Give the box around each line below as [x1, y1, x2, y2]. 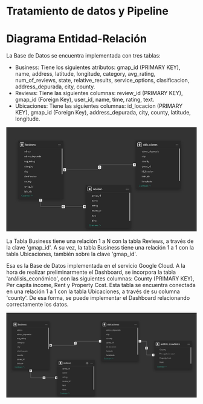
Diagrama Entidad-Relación [6, 32, 147, 46]
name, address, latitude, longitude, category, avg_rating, [14, 70, 156, 78]
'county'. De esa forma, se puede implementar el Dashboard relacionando [6, 294, 190, 302]
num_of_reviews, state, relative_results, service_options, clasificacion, [14, 77, 190, 84]
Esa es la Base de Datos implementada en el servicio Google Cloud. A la [6, 262, 185, 270]
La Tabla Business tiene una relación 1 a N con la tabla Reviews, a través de [6, 237, 194, 245]
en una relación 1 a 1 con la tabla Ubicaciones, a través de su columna [6, 288, 180, 295]
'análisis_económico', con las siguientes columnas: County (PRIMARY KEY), [6, 275, 195, 282]
